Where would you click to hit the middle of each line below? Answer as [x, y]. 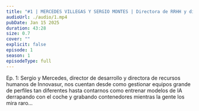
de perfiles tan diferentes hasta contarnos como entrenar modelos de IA [94, 90]
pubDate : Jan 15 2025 [33, 22]
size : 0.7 [18, 34]
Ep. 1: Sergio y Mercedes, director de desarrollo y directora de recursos [93, 78]
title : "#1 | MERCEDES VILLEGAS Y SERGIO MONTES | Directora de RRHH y [96, 12]
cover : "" [18, 39]
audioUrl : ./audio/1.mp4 [37, 17]
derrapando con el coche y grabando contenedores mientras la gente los [95, 97]
